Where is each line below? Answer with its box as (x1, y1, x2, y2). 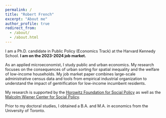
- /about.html (9, 35, 39, 40)
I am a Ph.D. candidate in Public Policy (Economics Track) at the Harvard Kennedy (5, 48, 156, 54)
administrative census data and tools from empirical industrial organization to (5, 76, 147, 81)
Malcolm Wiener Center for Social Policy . (5, 94, 80, 100)
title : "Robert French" (5, 12, 55, 17)
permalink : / (5, 7, 32, 12)
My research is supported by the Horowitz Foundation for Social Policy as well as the (5, 90, 161, 95)
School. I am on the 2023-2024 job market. (5, 53, 87, 59)
